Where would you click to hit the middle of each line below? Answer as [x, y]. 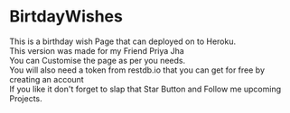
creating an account [47, 79]
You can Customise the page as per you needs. [98, 60]
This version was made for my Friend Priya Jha [97, 50]
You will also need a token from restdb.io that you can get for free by [137, 70]
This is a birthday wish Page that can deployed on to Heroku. [123, 41]
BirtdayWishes [66, 17]
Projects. [26, 98]
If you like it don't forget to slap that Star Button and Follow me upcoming [145, 89]
